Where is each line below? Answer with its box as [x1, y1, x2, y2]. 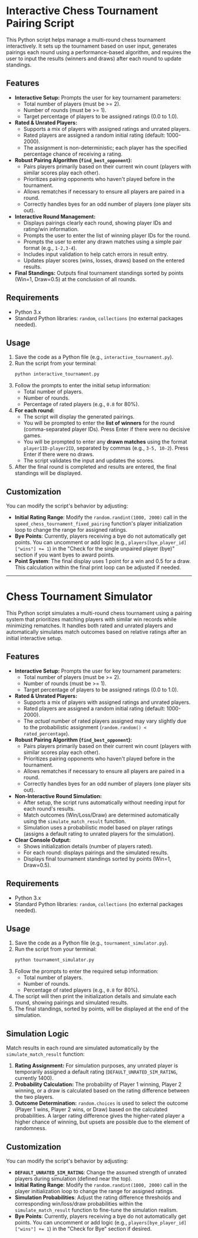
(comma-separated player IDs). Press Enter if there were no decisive [23, 426, 190, 433]
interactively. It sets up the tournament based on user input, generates [6, 42, 177, 50]
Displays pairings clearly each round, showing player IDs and [23, 219, 172, 226]
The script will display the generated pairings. [23, 413, 135, 420]
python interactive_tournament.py [14, 371, 100, 377]
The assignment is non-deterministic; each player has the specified [23, 144, 187, 151]
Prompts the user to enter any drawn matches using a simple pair [23, 238, 183, 245]
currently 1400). [14, 1075, 54, 1082]
